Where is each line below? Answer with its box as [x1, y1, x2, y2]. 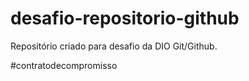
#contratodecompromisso [10, 59, 118, 71]
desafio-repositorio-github [10, 7, 240, 30]
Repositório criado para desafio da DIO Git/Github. [10, 40, 218, 52]
